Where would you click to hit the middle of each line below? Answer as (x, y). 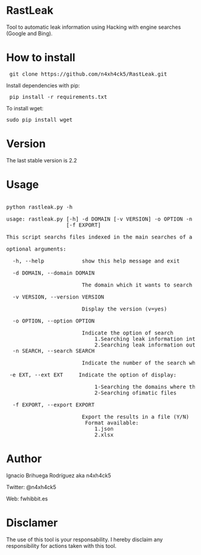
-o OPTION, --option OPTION (54, 321)
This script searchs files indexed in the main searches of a (99, 237)
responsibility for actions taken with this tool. (61, 545)
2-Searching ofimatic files (136, 393)
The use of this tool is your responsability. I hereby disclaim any (85, 539)
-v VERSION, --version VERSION (58, 297)
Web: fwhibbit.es (27, 499)
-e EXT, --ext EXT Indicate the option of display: (93, 375)
